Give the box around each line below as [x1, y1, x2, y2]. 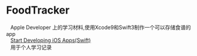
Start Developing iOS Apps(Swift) [10, 37, 91, 44]
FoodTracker [6, 4, 70, 17]
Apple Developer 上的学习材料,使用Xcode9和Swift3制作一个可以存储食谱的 [10, 24, 191, 31]
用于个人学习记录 [10, 44, 52, 51]
